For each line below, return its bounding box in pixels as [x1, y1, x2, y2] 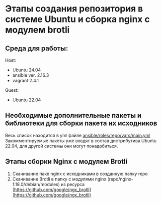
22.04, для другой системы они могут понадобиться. [5, 143, 118, 149]
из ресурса [61, 181, 85, 187]
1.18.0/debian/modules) [12, 181, 60, 187]
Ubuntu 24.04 [12, 67, 41, 73]
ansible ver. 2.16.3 [12, 72, 49, 78]
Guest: [5, 87, 19, 93]
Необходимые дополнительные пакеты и [5, 111, 142, 120]
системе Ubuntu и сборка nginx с [5, 13, 150, 25]
